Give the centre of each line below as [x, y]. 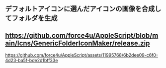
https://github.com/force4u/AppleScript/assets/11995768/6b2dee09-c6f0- [82, 55]
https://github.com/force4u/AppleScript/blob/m [82, 35]
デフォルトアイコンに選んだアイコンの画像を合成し [83, 9]
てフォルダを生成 [31, 18]
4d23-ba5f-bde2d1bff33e [32, 61]
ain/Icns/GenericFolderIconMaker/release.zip [78, 43]
